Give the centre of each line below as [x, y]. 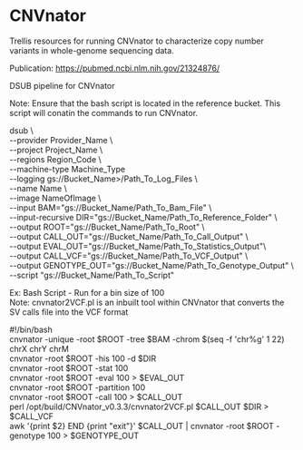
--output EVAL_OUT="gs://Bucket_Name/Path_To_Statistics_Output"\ [138, 246]
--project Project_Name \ [56, 150]
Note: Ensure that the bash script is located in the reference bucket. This [145, 103]
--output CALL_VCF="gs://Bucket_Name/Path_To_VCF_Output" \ [129, 256]
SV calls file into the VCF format [69, 312]
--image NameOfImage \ [55, 198]
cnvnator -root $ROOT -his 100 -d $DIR [83, 358]
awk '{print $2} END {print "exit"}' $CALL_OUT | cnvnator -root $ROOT [142, 426]
